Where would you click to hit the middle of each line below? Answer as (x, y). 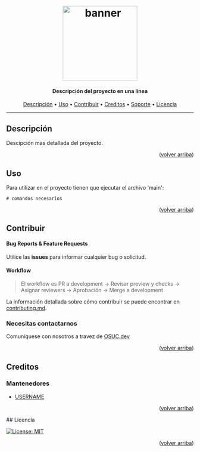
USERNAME (29, 397)
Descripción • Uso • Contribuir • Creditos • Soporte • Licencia (100, 104)
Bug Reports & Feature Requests (47, 244)
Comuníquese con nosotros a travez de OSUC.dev (68, 336)
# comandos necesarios (34, 199)
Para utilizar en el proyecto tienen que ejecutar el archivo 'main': (85, 188)
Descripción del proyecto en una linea (100, 91)
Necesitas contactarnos (42, 323)
